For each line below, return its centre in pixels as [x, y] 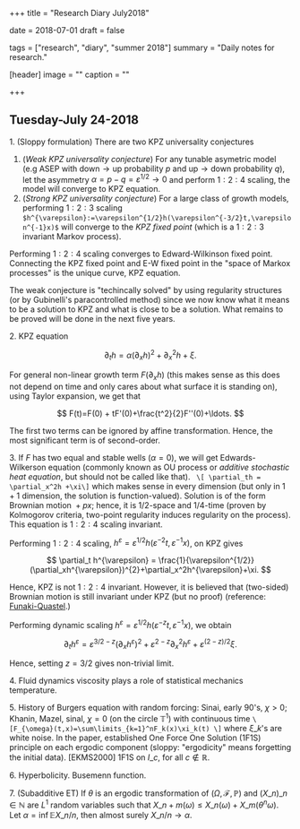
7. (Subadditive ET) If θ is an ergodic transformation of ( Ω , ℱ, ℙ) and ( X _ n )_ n [149, 793]
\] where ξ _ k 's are [248, 729]
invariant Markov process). [72, 237]
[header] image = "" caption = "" [69, 74]
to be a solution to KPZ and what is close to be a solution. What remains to [146, 309]
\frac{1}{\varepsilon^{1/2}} [206, 560]
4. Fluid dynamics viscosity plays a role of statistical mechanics [126, 681]
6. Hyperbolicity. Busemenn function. [78, 775]
